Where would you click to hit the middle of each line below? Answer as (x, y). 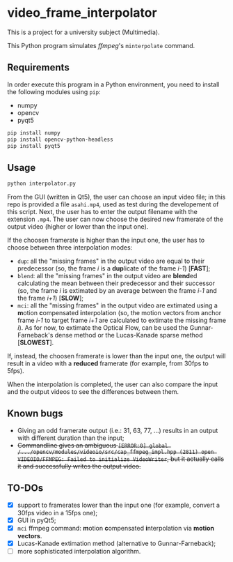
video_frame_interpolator (82, 13)
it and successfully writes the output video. (79, 466)
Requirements (38, 68)
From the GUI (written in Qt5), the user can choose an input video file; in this (116, 197)
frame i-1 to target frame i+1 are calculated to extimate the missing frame (122, 320)
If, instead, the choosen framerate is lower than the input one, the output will (116, 356)
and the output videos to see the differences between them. (93, 392)
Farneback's (35, 335)
